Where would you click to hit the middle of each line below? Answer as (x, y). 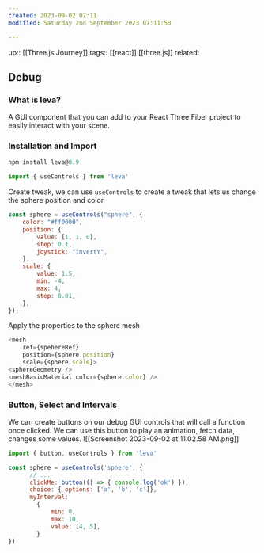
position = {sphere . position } (68, 355)
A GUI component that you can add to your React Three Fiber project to (124, 117)
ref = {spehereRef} (51, 348)
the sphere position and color (56, 200)
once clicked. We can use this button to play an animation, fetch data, (121, 430)
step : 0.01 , (57, 296)
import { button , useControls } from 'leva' (83, 453)
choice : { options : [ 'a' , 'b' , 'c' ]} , (93, 490)
